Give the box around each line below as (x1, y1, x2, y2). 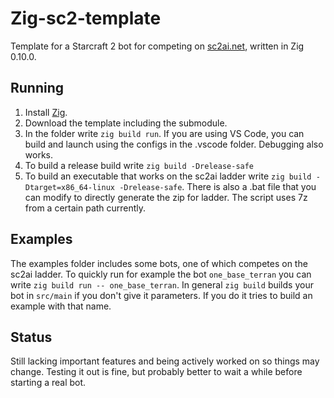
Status (10, 328, 53, 346)
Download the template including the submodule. (24, 117, 228, 129)
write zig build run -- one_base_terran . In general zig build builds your (10, 278, 314, 291)
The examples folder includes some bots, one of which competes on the (10, 257, 308, 269)
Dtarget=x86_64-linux (24, 182, 115, 192)
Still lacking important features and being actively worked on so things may (10, 355, 320, 367)
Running (10, 80, 65, 97)
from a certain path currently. (24, 202, 147, 214)
